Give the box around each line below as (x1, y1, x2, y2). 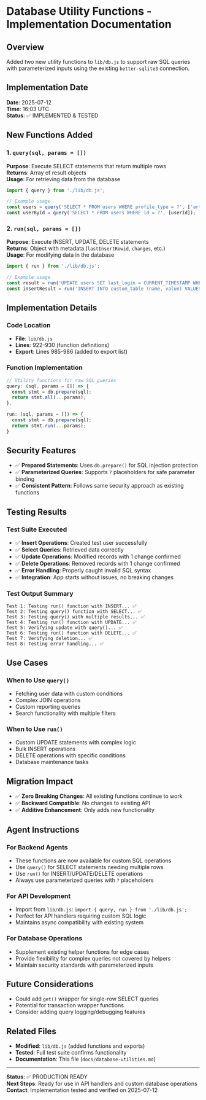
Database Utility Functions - (6, 4, 152, 18)
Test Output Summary (6, 590, 74, 598)
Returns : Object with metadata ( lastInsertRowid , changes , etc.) (6, 244, 166, 252)
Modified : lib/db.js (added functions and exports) (15, 1042, 145, 1050)
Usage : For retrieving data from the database (6, 175, 121, 182)
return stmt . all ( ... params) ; (12, 394, 86, 400)
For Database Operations (6, 934, 83, 943)
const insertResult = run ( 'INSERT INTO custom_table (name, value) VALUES (6, 286, 202, 292)
